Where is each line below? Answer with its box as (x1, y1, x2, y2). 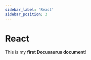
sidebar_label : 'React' (5, 7, 54, 12)
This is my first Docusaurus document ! (5, 49, 87, 55)
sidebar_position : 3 (5, 12, 48, 17)
